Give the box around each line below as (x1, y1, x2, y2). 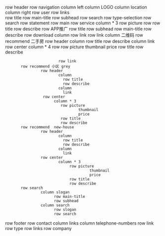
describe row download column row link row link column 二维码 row (5, 32, 144, 38)
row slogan (54, 207, 77, 212)
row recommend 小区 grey (20, 64, 70, 69)
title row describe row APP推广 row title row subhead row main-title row (5, 26, 152, 32)
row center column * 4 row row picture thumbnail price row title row (5, 44, 144, 50)
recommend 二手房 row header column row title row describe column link (5, 38, 155, 44)
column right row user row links (5, 9, 70, 15)
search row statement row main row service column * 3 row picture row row (5, 20, 161, 26)
